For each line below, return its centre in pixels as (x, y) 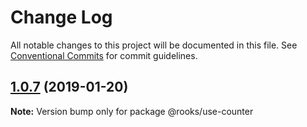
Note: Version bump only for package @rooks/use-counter (132, 111)
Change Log (61, 17)
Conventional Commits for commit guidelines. (104, 55)
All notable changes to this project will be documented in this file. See (154, 45)
